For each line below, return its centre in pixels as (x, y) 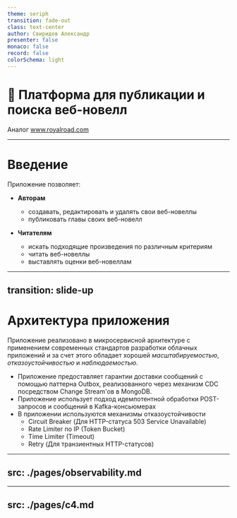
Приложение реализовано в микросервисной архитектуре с (99, 340)
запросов (32, 406)
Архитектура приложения (89, 320)
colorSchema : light (36, 60)
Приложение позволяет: (44, 184)
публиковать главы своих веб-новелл (85, 219)
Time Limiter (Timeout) (61, 436)
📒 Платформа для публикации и (106, 94)
